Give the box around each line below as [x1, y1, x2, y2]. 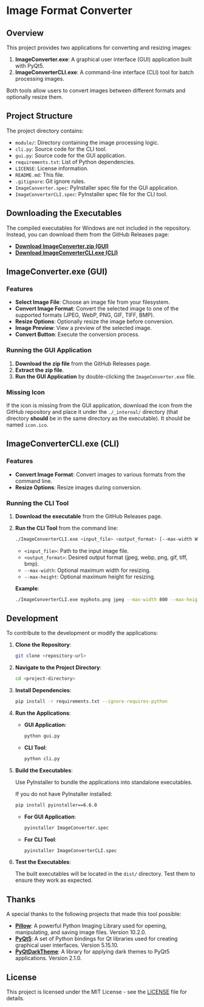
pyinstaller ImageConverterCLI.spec [24, 847, 117, 854]
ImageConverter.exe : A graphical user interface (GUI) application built [15, 56, 192, 63]
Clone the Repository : [15, 641, 72, 648]
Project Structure [6, 111, 73, 122]
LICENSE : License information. [15, 165, 89, 172]
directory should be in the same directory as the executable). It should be [6, 414, 191, 422]
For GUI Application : [24, 813, 76, 820]
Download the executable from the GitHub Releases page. [15, 512, 163, 520]
